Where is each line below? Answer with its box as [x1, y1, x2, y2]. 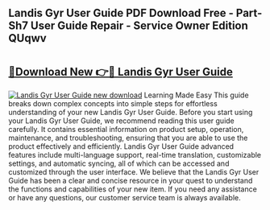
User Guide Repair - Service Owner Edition [31, 19, 248, 33]
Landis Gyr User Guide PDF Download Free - [8, 6, 234, 20]
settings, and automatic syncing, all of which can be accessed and [8, 159, 230, 168]
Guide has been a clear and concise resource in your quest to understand [8, 176, 253, 185]
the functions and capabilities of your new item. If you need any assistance [8, 184, 258, 194]
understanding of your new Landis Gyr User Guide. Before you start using [8, 108, 253, 117]
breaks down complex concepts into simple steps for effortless [8, 99, 218, 108]
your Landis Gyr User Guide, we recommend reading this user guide [8, 116, 235, 126]
